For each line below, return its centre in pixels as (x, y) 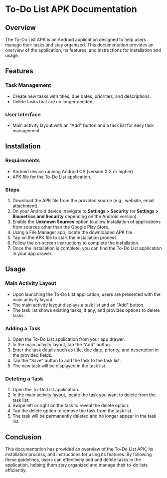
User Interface (23, 114)
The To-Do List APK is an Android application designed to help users (76, 39)
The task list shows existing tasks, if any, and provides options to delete (86, 310)
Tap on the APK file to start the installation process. (65, 238)
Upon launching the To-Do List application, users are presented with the (86, 294)
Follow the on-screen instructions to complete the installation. (76, 242)
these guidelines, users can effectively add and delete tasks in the (73, 460)
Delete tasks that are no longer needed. (53, 101)
